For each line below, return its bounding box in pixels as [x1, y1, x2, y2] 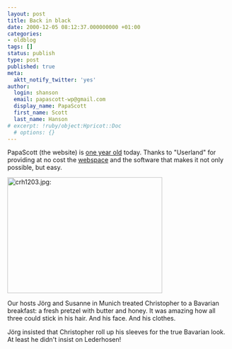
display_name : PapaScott [13, 103, 87, 110]
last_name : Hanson [13, 115, 69, 122]
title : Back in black [7, 17, 71, 24]
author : [7, 83, 30, 90]
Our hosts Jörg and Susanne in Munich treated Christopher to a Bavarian [7, 299, 219, 308]
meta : [7, 69, 23, 76]
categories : [7, 30, 42, 38]
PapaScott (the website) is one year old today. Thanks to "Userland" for [7, 148, 216, 156]
